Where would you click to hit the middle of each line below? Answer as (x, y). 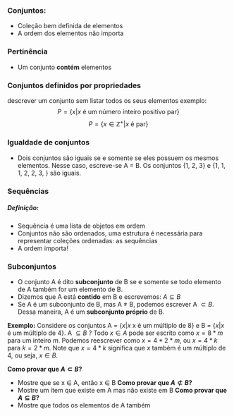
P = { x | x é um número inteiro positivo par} (118, 111)
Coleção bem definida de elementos (70, 26)
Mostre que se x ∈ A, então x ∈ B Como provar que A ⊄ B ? (105, 383)
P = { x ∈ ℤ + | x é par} (118, 123)
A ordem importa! (43, 248)
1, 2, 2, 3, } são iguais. (49, 173)
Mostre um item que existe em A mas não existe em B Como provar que (122, 391)
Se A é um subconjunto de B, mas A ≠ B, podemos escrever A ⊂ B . (116, 305)
